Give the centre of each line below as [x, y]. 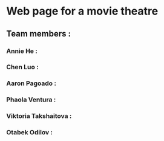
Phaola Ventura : [31, 100]
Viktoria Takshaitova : [39, 116]
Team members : [39, 34]
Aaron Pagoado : [31, 83]
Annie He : [22, 51]
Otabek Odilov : [30, 132]
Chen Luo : [22, 67]
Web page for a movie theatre [82, 11]
